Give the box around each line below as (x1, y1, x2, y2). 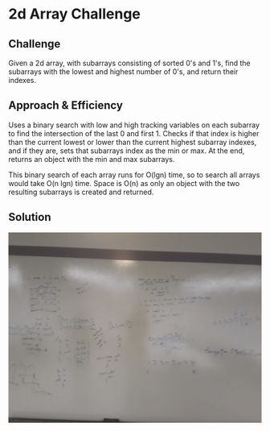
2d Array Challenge (8, 5, 141, 23)
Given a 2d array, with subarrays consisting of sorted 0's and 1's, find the (8, 58, 251, 68)
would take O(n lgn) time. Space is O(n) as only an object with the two (8, 178, 240, 188)
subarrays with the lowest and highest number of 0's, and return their (8, 67, 239, 77)
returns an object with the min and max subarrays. (8, 154, 175, 164)
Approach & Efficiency (8, 98, 123, 113)
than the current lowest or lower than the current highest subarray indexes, (8, 137, 257, 147)
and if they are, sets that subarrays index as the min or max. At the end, (8, 146, 245, 155)
